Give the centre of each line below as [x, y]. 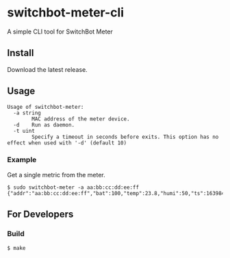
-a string [27, 113]
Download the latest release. [47, 69]
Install [21, 53]
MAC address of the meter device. [81, 119]
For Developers [40, 215]
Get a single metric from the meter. [56, 175]
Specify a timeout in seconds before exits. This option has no [125, 137]
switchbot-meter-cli [66, 13]
